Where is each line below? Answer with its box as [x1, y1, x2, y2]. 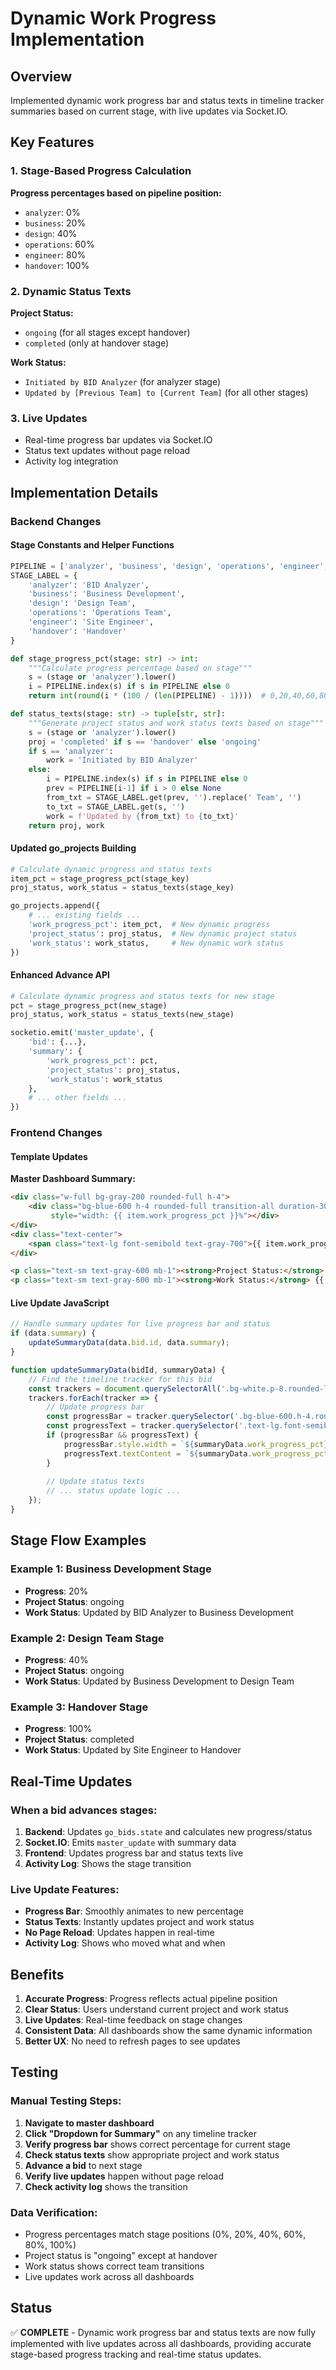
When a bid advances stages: [10, 1803, 158, 1817]
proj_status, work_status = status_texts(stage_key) [10, 883, 235, 893]
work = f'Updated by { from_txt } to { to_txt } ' [46, 811, 240, 821]
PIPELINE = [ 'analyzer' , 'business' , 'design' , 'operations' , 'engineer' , [10, 561, 329, 571]
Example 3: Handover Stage [10, 1700, 149, 1714]
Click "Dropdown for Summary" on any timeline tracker [24, 2127, 258, 2139]
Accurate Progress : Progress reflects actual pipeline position [24, 1992, 278, 2004]
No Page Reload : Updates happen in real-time [24, 1927, 215, 1939]
